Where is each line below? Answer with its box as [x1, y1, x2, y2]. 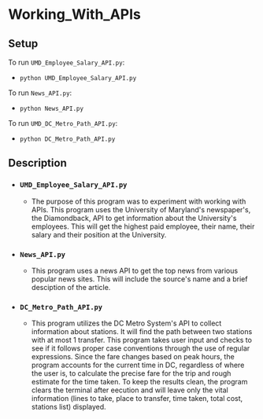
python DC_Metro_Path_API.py [19, 135, 116, 143]
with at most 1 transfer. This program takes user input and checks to [31, 336, 252, 345]
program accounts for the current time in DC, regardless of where [31, 360, 245, 370]
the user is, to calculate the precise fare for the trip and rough [31, 369, 232, 378]
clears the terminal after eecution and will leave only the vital [31, 385, 228, 395]
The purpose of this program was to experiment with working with [31, 197, 246, 206]
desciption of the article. [31, 282, 111, 292]
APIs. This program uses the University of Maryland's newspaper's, [31, 204, 251, 214]
